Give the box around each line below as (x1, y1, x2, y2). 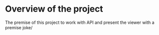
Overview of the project (5, 3, 104, 15)
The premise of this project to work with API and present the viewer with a (5, 19, 155, 25)
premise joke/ (5, 24, 33, 30)
